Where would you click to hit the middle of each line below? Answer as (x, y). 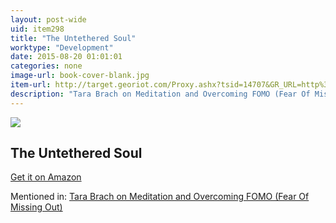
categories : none (46, 66)
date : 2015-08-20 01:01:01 (66, 57)
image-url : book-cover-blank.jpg (80, 76)
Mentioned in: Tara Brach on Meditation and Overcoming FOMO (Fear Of (160, 197)
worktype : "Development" (62, 47)
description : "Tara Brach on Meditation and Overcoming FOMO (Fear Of (160, 94)
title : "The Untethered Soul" (73, 38)
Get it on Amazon (46, 177)
